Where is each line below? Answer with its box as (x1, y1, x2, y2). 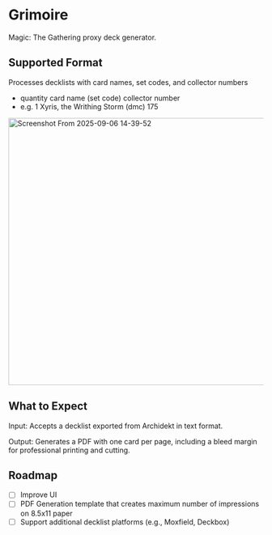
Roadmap (8, 468, 58, 482)
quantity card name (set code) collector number (19, 93, 181, 103)
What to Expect (8, 399, 87, 414)
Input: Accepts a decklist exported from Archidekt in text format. (8, 421, 223, 431)
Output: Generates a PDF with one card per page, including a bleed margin (8, 436, 257, 446)
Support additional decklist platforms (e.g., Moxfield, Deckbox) (19, 516, 230, 527)
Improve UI (19, 490, 57, 499)
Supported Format (8, 56, 103, 70)
